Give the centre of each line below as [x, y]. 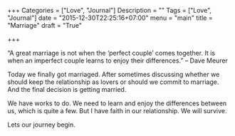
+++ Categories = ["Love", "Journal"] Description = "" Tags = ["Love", [110, 10]
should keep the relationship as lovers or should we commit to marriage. [113, 82]
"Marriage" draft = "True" [45, 25]
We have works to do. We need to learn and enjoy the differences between [117, 103]
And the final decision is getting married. [67, 89]
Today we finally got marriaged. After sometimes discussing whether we [114, 74]
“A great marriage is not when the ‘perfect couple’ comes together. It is [111, 53]
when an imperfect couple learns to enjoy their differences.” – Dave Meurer [117, 61]
